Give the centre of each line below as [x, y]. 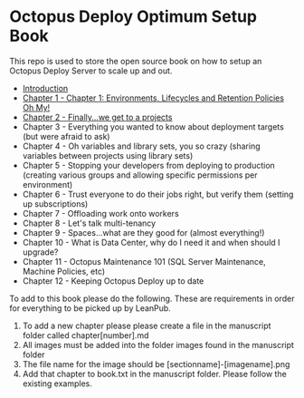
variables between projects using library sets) [108, 155]
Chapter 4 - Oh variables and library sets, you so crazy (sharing [141, 146]
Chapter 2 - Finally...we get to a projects [97, 117]
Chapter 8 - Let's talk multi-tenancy [89, 223]
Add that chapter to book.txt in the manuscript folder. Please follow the [154, 374]
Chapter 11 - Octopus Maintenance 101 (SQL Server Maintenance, [144, 261]
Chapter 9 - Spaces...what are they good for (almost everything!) [143, 232]
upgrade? [40, 252]
